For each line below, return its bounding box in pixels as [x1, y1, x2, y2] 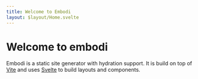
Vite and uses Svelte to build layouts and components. [6, 66, 141, 74]
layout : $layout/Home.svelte [6, 14, 79, 20]
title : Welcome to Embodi [6, 8, 71, 15]
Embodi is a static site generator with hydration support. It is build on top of [6, 60, 193, 67]
